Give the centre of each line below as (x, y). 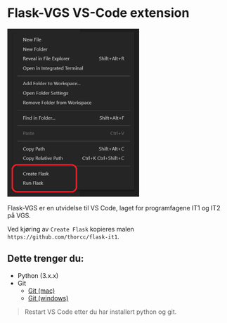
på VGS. (19, 215)
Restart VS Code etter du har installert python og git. (100, 312)
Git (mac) (41, 291)
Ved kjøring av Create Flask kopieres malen (71, 229)
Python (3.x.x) (38, 275)
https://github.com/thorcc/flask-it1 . (63, 236)
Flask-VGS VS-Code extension (98, 13)
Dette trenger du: (46, 259)
